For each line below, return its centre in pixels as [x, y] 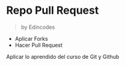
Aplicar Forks [31, 38]
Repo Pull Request [53, 10]
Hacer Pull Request [39, 45]
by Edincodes [38, 27]
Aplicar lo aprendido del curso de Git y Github [63, 56]
